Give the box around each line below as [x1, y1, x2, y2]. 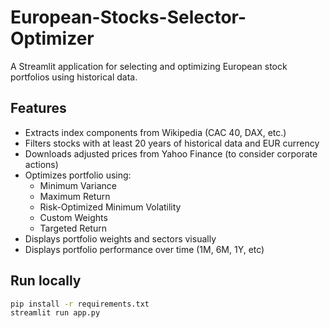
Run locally [10, 272, 82, 290]
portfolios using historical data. [10, 71, 138, 83]
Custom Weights [39, 211, 108, 223]
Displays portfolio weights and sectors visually [24, 232, 217, 245]
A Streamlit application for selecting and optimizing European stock [10, 60, 288, 72]
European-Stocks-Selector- [10, 6, 247, 29]
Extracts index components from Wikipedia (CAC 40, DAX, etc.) [24, 126, 287, 138]
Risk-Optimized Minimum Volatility [39, 201, 182, 213]
